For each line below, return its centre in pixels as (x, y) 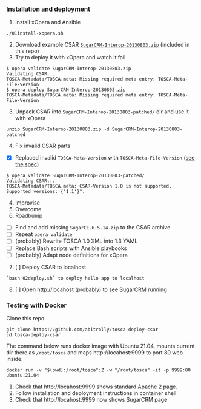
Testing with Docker (36, 305)
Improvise (28, 203)
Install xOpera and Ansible (48, 22)
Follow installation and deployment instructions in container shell (96, 393)
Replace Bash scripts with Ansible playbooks (71, 248)
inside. (15, 359)
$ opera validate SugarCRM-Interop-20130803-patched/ (76, 176)
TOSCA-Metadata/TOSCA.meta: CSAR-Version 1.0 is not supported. (89, 186)
